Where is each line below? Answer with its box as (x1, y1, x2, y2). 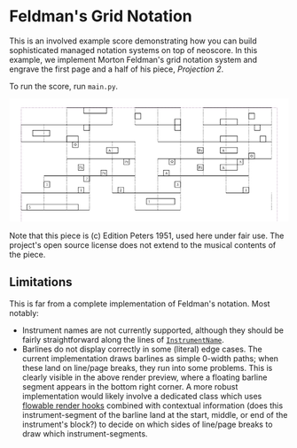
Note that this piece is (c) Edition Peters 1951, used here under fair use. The (9, 230, 285, 241)
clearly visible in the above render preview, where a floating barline (21, 372, 268, 382)
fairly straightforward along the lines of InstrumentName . (21, 334, 224, 344)
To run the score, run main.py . (9, 81, 118, 91)
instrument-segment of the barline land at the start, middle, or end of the (21, 409, 288, 420)
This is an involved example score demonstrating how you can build (9, 35, 257, 46)
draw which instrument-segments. (21, 428, 148, 439)
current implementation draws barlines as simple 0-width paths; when (21, 352, 279, 364)
